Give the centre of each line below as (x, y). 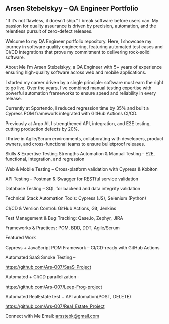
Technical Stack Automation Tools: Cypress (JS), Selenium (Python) (76, 198)
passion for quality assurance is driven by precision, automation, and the (81, 26)
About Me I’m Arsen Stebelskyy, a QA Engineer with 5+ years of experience (84, 67)
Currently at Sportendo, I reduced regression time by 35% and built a (77, 108)
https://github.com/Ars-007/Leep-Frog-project (54, 287)
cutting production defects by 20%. (42, 129)
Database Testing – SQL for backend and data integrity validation (73, 188)
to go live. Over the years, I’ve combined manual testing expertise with (78, 88)
